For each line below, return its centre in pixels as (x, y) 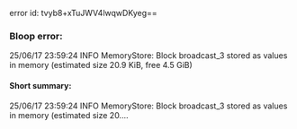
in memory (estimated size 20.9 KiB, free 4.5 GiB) (101, 65)
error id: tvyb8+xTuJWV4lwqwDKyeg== (83, 13)
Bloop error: (36, 36)
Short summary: (40, 85)
